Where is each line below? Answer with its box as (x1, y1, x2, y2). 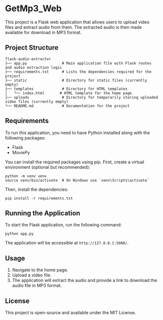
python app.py (5, 231, 34, 237)
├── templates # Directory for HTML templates (5, 86, 128, 91)
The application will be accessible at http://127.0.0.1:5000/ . (5, 240, 129, 246)
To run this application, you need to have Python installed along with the (5, 130, 150, 136)
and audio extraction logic (5, 65, 62, 70)
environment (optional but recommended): (5, 164, 90, 170)
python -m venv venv (5, 174, 47, 179)
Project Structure (5, 43, 59, 52)
